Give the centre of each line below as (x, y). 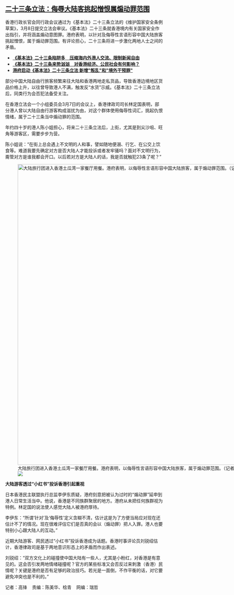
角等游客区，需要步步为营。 (34, 133)
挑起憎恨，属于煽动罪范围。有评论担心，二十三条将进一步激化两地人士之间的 (84, 41)
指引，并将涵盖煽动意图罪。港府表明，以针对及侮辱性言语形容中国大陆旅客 (86, 35)
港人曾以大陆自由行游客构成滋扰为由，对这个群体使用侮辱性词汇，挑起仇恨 (86, 110)
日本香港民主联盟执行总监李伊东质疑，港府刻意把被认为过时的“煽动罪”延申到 (84, 494)
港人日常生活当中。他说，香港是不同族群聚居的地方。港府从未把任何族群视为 (84, 501)
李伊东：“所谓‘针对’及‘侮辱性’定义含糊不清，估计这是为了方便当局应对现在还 (83, 517)
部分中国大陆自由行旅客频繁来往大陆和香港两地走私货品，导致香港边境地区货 (84, 81)
